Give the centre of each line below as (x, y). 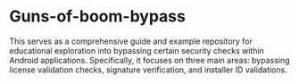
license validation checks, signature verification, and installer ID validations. (148, 70)
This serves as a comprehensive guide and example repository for (131, 41)
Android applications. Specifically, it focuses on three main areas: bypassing (149, 60)
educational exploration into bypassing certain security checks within (137, 50)
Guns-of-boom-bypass (97, 17)
